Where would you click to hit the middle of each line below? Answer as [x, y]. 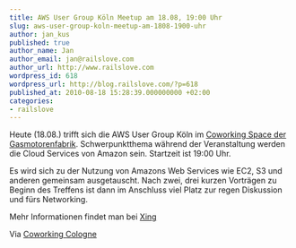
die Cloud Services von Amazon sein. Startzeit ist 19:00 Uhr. [120, 154]
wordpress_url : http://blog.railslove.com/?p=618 [104, 84]
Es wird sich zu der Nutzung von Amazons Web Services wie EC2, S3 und [146, 171]
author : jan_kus [39, 34]
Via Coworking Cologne [53, 235]
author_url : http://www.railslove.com [82, 68]
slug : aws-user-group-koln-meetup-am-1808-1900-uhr [108, 26]
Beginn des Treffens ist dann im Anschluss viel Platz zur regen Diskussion [146, 190]
